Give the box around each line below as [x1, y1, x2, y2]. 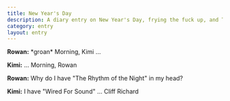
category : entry [7, 23, 53, 29]
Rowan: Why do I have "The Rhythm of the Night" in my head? [7, 74, 183, 83]
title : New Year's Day [7, 10, 72, 17]
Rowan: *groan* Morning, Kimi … [7, 48, 101, 56]
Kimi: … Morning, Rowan [7, 61, 77, 69]
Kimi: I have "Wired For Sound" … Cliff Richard [7, 87, 139, 96]
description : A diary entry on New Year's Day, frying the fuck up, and [7, 16, 219, 23]
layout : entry [7, 29, 48, 36]
